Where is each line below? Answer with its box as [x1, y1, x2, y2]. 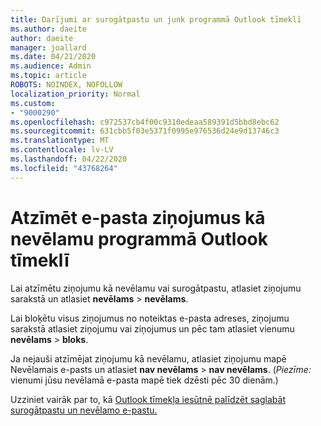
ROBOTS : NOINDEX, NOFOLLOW [10, 80, 123, 90]
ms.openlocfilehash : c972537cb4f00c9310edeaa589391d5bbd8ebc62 [10, 117, 280, 127]
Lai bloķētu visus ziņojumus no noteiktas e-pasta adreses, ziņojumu [10, 312, 290, 324]
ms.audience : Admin [10, 61, 92, 71]
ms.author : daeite [10, 24, 87, 34]
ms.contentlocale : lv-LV [10, 145, 114, 155]
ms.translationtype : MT [10, 136, 110, 146]
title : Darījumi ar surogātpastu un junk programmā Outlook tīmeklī [10, 14, 302, 25]
